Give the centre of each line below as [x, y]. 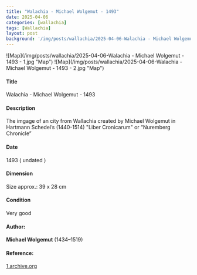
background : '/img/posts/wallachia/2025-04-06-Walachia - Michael [89, 39]
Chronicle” [19, 133]
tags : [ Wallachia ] [28, 28]
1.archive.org [22, 266]
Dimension [20, 173]
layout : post [22, 33]
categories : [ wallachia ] [36, 22]
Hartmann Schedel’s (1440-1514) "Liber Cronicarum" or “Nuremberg [89, 128]
